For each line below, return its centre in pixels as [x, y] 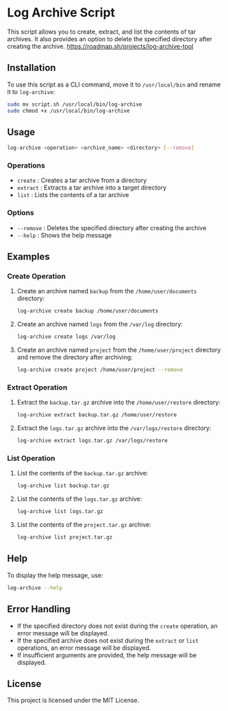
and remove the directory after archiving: [75, 357]
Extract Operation [37, 387]
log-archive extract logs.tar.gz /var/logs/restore [92, 441]
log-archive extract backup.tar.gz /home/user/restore [97, 415]
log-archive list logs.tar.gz [60, 512]
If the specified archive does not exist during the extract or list [107, 640]
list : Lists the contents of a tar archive [73, 195]
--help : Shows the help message [64, 235]
